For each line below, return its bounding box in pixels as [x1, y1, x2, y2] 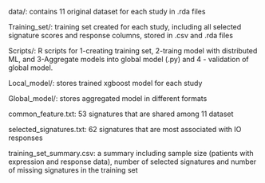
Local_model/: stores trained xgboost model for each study [8, 79, 203, 88]
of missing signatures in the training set [8, 165, 138, 174]
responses [8, 133, 43, 142]
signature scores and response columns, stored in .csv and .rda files [8, 31, 234, 40]
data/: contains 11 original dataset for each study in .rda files [8, 7, 206, 16]
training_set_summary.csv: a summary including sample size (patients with [8, 149, 254, 158]
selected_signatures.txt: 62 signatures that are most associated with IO [8, 125, 242, 134]
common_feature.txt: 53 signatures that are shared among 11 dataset [8, 109, 234, 119]
